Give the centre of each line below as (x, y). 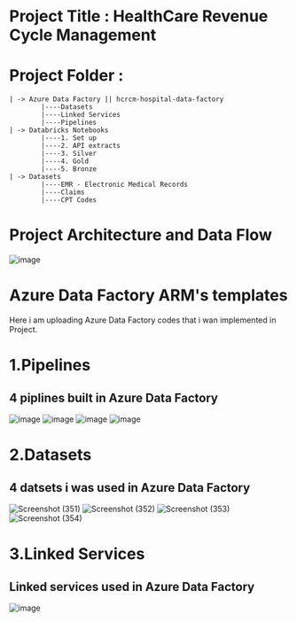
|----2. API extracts (81, 146)
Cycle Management (83, 35)
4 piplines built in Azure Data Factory (114, 397)
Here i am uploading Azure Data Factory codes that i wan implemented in (143, 320)
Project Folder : (66, 76)
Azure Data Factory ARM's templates (148, 295)
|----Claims (63, 192)
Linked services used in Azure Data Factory (132, 587)
